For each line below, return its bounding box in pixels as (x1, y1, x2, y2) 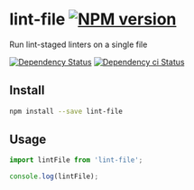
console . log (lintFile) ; (9, 172, 99, 181)
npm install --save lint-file (9, 107, 124, 116)
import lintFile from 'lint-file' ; (9, 156, 143, 165)
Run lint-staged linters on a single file (9, 39, 148, 50)
